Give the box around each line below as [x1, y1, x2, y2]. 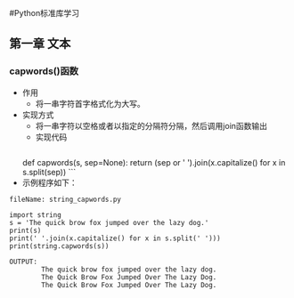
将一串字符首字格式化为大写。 [35, 98, 145, 109]
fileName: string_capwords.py [9, 195, 122, 204]
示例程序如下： [21, 177, 78, 188]
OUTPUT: [9, 257, 38, 266]
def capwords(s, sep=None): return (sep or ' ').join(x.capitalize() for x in [21, 157, 286, 167]
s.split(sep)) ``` [21, 166, 77, 177]
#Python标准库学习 [9, 8, 80, 18]
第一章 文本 [9, 36, 71, 52]
